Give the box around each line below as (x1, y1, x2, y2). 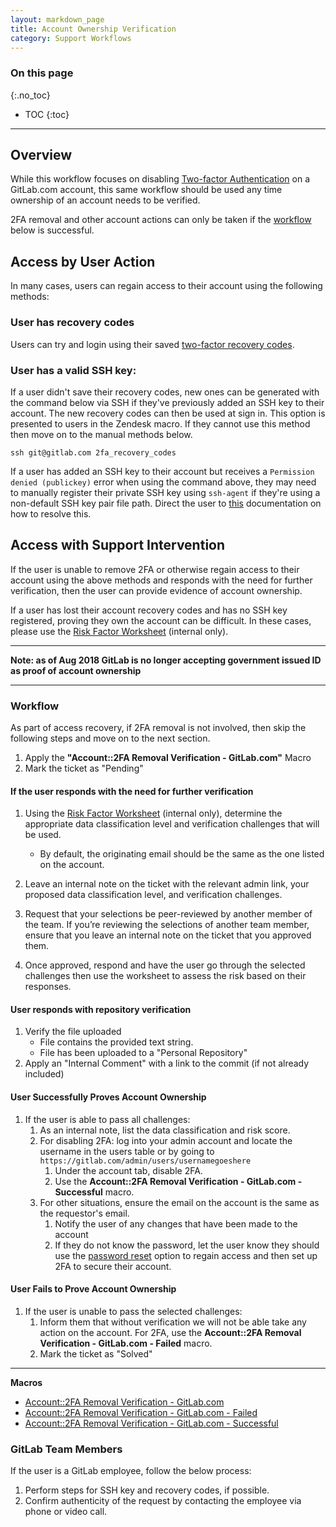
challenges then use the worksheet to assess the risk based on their (24, 970, 307, 982)
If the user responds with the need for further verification (10, 785, 254, 797)
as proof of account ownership (10, 664, 142, 676)
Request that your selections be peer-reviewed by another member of (24, 908, 313, 920)
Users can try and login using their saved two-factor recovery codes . (10, 338, 295, 350)
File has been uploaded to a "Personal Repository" (39, 1047, 248, 1059)
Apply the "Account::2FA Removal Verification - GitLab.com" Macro (24, 752, 312, 763)
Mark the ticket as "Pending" (24, 762, 144, 774)
